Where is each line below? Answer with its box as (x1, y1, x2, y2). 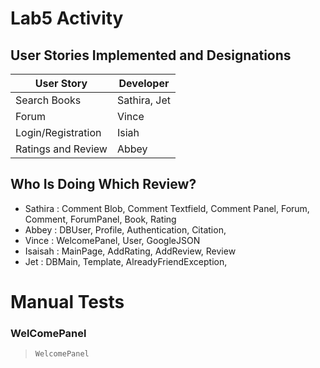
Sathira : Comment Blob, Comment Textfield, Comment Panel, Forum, (24, 202, 310, 214)
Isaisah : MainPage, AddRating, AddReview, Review (24, 245, 237, 257)
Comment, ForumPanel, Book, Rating (24, 213, 177, 225)
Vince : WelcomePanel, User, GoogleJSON (24, 234, 201, 246)
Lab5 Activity (10, 7, 124, 30)
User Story (34, 77, 88, 90)
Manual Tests (10, 291, 125, 313)
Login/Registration (15, 126, 102, 139)
